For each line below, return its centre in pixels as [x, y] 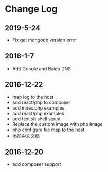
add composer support [37, 164]
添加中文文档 [26, 136]
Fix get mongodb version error [45, 40]
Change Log [31, 9]
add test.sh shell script [36, 119]
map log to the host [33, 97]
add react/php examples [38, 113]
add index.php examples [38, 107]
